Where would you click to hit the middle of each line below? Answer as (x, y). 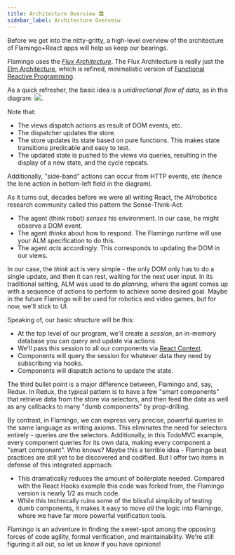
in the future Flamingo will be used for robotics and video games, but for (112, 299)
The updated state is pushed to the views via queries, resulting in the (117, 155)
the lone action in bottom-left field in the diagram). (80, 184)
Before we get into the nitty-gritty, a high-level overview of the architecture (116, 40)
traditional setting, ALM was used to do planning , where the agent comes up (118, 284)
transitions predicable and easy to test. (74, 147)
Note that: (22, 111)
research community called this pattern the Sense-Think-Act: (95, 205)
